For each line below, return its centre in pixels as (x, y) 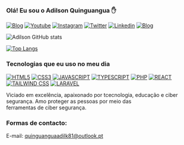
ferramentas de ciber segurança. (46, 108)
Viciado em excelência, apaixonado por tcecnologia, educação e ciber (92, 94)
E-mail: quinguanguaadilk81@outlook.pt (55, 135)
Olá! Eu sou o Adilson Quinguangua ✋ (61, 10)
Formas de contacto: (37, 123)
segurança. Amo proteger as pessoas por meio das (69, 101)
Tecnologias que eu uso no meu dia (58, 64)
